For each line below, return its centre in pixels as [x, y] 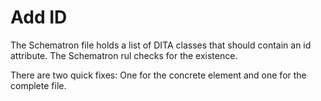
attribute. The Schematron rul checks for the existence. [124, 55]
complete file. [38, 85]
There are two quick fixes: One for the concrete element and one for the [158, 75]
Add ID [39, 17]
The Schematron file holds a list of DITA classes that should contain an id [161, 45]
